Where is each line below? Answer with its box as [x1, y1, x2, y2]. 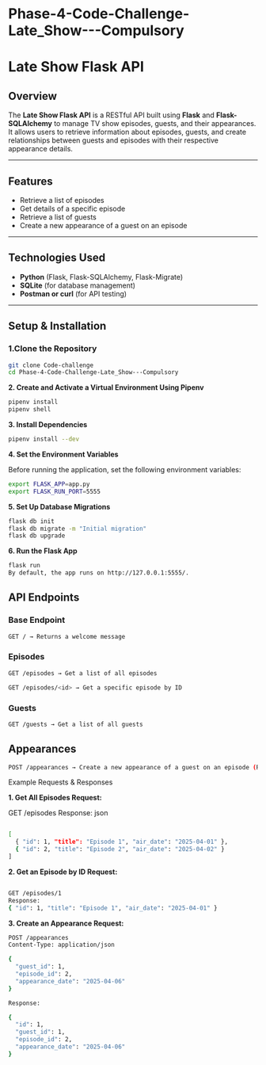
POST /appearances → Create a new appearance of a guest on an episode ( [8, 763, 257, 771]
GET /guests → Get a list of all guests [8, 720, 144, 728]
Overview [8, 89, 58, 103]
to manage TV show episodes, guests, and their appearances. [54, 119, 256, 128]
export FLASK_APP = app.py [8, 480, 90, 488]
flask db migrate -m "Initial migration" [8, 525, 147, 532]
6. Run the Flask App [8, 546, 78, 555]
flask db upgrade [8, 532, 66, 540]
